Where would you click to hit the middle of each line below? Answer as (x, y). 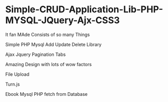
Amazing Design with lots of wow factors (49, 64)
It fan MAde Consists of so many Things (48, 34)
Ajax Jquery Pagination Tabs (36, 54)
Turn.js (13, 84)
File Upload (17, 74)
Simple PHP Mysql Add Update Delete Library (54, 44)
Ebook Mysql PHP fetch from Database (47, 94)
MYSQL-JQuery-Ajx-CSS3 (63, 20)
